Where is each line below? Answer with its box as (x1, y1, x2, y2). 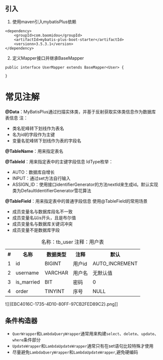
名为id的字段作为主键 (12, 131, 55, 137)
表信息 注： (5, 115, 28, 121)
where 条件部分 (12, 337, 41, 343)
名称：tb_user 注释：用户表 (41, 238, 104, 245)
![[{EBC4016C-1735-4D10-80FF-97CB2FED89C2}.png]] (5, 301, 118, 307)
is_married (15, 278, 40, 285)
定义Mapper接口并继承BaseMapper (12, 55, 84, 61)
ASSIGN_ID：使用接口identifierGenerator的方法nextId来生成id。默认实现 (12, 181, 159, 187)
